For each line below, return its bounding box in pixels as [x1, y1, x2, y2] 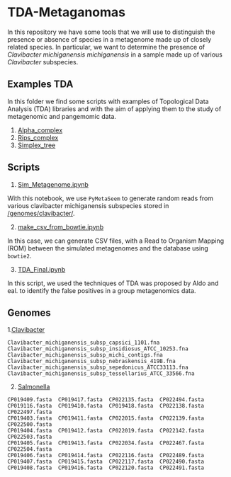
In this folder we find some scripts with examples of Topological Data [7, 97, 209, 105]
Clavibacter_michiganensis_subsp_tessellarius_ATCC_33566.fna [7, 370, 195, 377]
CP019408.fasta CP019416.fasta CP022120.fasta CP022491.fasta [7, 464, 204, 471]
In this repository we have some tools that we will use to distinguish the [7, 28, 215, 36]
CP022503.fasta [7, 433, 52, 441]
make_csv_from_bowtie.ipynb [17, 222, 104, 231]
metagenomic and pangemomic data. [7, 112, 117, 120]
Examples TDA [7, 79, 74, 91]
